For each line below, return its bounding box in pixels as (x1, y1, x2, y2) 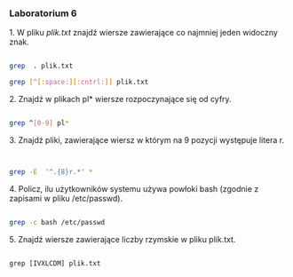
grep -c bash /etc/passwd (9, 218, 105, 226)
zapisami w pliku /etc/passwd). (9, 193, 123, 203)
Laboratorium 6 (9, 7, 77, 20)
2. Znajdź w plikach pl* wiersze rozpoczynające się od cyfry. (9, 94, 233, 105)
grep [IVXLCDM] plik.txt (9, 258, 101, 268)
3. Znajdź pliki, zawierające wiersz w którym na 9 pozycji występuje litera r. (9, 134, 285, 145)
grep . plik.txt (9, 61, 74, 71)
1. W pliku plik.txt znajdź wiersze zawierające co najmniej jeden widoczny (9, 28, 278, 38)
